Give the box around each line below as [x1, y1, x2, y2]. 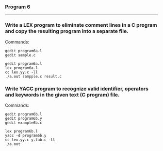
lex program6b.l [5, 129, 38, 133]
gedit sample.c [5, 53, 36, 57]
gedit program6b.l [5, 112, 42, 116]
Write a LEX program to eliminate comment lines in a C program [5, 22, 157, 29]
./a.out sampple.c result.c [5, 74, 62, 79]
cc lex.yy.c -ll [5, 70, 38, 75]
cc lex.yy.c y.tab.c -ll [5, 137, 55, 142]
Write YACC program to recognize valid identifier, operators [5, 85, 149, 92]
